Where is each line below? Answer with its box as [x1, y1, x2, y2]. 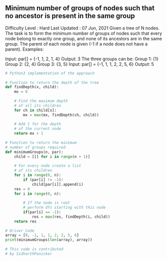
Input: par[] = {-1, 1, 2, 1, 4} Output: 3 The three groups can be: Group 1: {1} [5, 56, 159, 62]
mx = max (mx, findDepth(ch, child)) [23, 112, 99, 118]
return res [14, 219, 37, 224]
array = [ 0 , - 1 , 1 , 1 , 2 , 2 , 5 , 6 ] [5, 233, 79, 238]
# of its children [14, 168, 52, 173]
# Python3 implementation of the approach [5, 71, 95, 76]
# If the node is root [23, 200, 70, 206]
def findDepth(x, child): [5, 85, 59, 90]
